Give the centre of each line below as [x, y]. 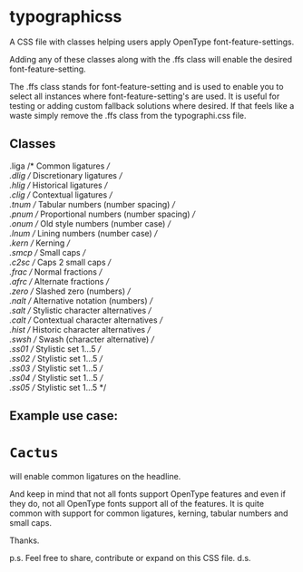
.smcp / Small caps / [48, 252]
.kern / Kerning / [40, 243]
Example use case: [64, 416]
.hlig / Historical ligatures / [59, 185]
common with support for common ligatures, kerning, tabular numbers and [149, 513]
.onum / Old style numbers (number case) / [90, 223]
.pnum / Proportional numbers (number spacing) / [103, 214]
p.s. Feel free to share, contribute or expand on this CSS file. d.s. [130, 558]
